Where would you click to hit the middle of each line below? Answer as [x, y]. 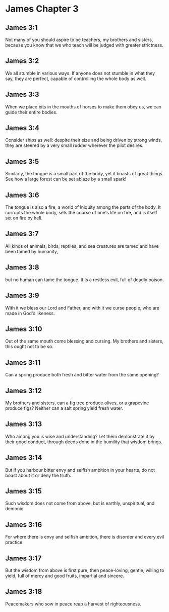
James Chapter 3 [42, 9]
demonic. [15, 509]
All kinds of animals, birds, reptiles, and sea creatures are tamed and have [82, 246]
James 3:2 [22, 61]
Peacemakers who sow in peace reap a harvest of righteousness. [73, 604]
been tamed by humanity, [32, 251]
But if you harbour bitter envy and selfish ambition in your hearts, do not [80, 470]
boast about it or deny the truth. [38, 475]
